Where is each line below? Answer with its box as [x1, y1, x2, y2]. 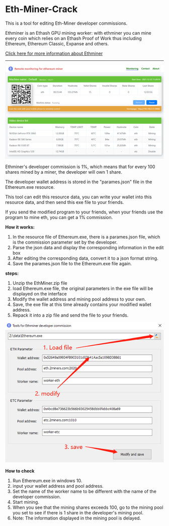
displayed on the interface [12, 291, 67, 297]
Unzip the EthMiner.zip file [12, 280, 68, 286]
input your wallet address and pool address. [12, 483, 104, 489]
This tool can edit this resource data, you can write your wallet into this [5, 194, 152, 200]
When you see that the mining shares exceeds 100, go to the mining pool [12, 504, 163, 510]
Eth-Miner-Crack [5, 4, 78, 15]
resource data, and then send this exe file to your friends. [5, 199, 124, 205]
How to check [5, 468, 35, 474]
